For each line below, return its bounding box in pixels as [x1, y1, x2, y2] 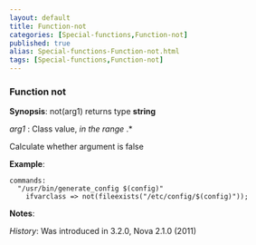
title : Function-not [9, 22, 88, 31]
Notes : [9, 208, 35, 219]
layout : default [9, 13, 71, 23]
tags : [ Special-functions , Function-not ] [9, 55, 165, 64]
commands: [9, 176, 47, 186]
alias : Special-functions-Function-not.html [9, 47, 180, 56]
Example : [9, 159, 45, 170]
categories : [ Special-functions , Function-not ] [9, 30, 188, 39]
